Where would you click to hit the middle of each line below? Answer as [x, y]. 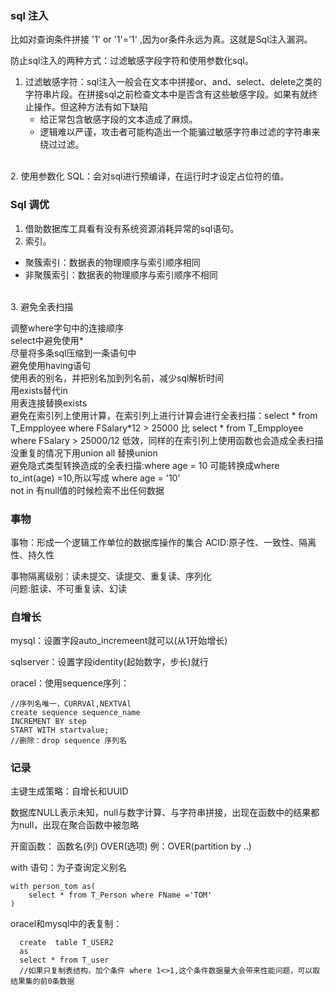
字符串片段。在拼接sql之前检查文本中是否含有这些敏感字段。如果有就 [167, 94]
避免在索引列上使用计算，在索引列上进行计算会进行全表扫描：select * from [164, 415]
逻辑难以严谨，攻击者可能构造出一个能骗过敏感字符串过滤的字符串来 [180, 132]
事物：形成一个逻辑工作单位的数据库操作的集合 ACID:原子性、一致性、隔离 [163, 542]
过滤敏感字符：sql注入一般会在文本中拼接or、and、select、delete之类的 [173, 82]
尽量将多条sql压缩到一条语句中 [73, 353]
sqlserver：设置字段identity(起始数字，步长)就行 [109, 662]
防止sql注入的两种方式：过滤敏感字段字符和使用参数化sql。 [132, 61]
